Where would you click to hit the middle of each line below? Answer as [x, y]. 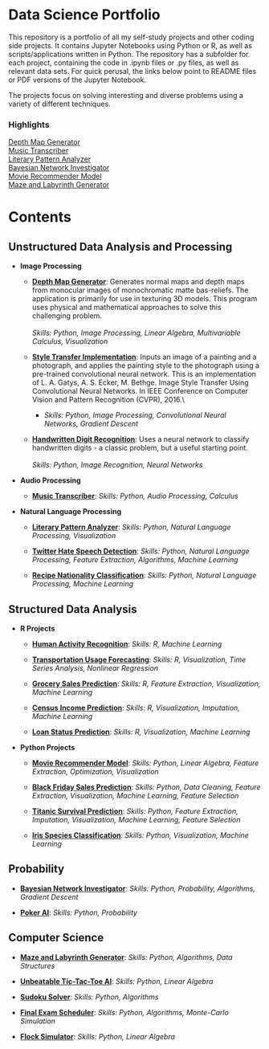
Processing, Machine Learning [83, 584]
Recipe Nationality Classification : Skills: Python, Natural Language [144, 575]
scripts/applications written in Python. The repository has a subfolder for [128, 54]
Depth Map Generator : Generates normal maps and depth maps [138, 282]
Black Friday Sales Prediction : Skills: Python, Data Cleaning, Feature [146, 787]
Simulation [38, 1021]
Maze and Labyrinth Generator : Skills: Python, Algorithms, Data [126, 957]
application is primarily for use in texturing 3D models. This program [145, 299]
